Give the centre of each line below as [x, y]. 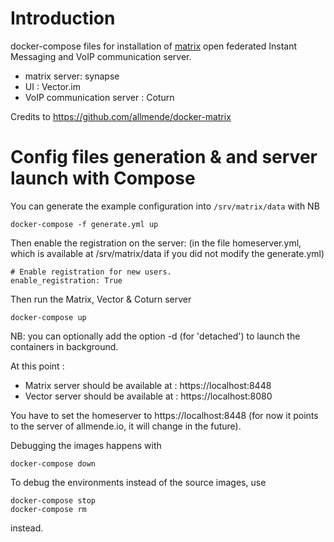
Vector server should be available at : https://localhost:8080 [148, 396]
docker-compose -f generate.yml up [84, 224]
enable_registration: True [66, 280]
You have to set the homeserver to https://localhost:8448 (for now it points [164, 415]
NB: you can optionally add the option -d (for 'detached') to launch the [155, 336]
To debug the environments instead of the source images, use [138, 482]
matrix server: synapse [72, 76]
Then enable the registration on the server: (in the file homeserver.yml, [156, 243]
